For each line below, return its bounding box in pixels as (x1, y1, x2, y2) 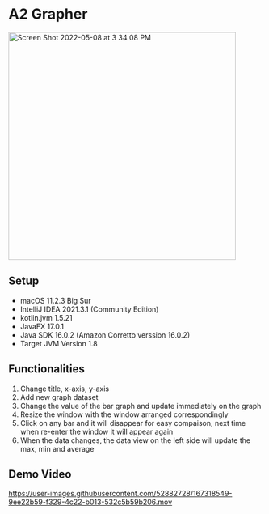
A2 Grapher (8, 5, 88, 23)
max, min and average (19, 444, 95, 453)
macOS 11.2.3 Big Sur (19, 295, 91, 305)
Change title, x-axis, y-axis (19, 384, 110, 393)
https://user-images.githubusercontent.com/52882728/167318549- (8, 489, 233, 499)
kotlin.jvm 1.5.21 (19, 312, 73, 322)
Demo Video (8, 467, 72, 481)
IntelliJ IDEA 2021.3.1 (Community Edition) (19, 304, 159, 314)
